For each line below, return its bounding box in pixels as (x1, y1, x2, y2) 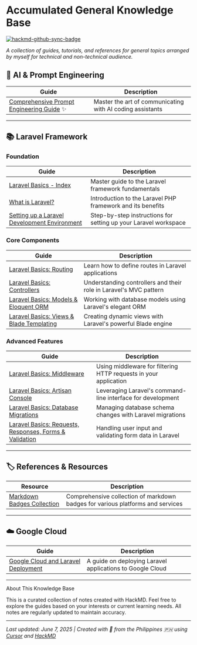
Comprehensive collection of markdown (66, 492, 176, 500)
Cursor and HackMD (6, 632, 56, 639)
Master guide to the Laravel (90, 178, 166, 186)
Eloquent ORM (9, 302, 49, 310)
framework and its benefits (90, 202, 165, 210)
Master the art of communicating (93, 98, 184, 106)
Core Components (6, 236, 60, 245)
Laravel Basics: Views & (9, 312, 74, 320)
